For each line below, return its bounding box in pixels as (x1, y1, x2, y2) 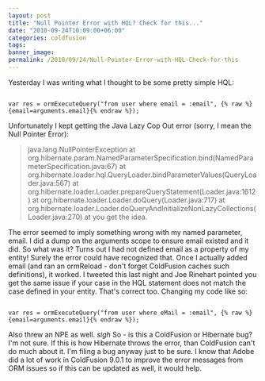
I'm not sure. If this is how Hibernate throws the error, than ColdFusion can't (8, 338, 256, 348)
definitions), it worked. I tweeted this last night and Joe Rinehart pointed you (8, 269, 257, 279)
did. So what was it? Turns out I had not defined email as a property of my (8, 244, 249, 254)
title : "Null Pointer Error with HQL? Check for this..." (8, 19, 203, 27)
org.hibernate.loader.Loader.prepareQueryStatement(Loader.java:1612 (27, 187, 256, 196)
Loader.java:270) (27, 212, 83, 221)
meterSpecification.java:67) (27, 161, 118, 171)
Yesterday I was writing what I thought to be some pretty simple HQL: (8, 77, 235, 87)
